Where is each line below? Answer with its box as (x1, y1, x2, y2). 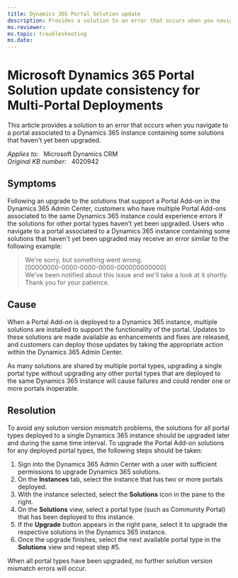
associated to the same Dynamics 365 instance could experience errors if (7, 211, 223, 220)
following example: (7, 242, 62, 250)
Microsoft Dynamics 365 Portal (7, 67, 195, 84)
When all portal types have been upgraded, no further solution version (7, 556, 212, 565)
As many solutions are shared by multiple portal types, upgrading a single (7, 361, 222, 369)
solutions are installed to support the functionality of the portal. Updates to (7, 325, 225, 333)
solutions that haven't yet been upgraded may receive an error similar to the (7, 234, 229, 243)
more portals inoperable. (7, 384, 79, 392)
